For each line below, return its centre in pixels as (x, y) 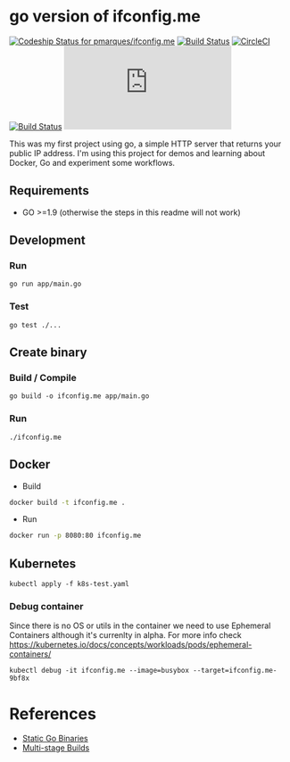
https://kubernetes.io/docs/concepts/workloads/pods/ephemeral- (131, 645)
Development (48, 240)
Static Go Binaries (55, 739)
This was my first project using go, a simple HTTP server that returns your (145, 144)
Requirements (49, 190)
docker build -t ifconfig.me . (67, 502)
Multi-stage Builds (56, 748)
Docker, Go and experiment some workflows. (92, 162)
